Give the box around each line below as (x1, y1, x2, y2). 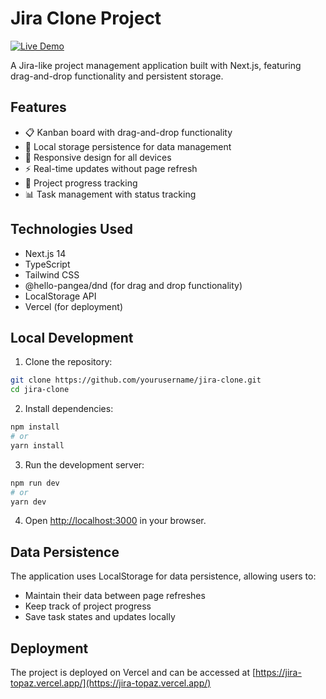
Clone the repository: (24, 356, 113, 368)
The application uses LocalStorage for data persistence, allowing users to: (10, 570, 317, 582)
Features (10, 99, 67, 116)
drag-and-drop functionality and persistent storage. (10, 70, 224, 82)
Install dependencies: (24, 403, 114, 415)
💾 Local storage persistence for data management (24, 140, 232, 152)
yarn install (10, 440, 65, 451)
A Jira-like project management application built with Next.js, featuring (10, 59, 302, 71)
